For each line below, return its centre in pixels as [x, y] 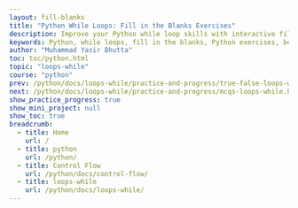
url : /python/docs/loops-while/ [85, 190]
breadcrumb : [31, 125]
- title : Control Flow [59, 166]
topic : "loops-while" [49, 67]
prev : [19, 83]
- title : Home [43, 133]
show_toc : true [37, 116]
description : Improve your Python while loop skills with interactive [142, 34]
